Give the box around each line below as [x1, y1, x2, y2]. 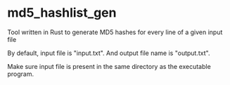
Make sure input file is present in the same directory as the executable [7, 62, 211, 70]
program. [7, 70, 34, 78]
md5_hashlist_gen [7, 5, 117, 21]
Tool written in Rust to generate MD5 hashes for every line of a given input [7, 28, 223, 36]
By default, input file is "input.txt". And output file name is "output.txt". [7, 49, 210, 57]
